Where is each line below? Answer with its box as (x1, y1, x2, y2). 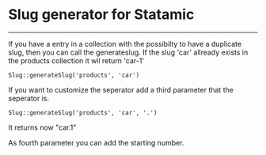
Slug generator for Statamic (8, 6, 195, 24)
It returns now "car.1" (8, 123, 77, 132)
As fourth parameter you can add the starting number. (8, 138, 184, 147)
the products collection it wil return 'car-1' (8, 55, 145, 65)
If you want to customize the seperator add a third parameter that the (8, 85, 234, 94)
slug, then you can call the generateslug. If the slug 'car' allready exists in (8, 47, 249, 57)
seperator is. (8, 93, 50, 103)
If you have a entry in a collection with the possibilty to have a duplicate (8, 39, 242, 48)
